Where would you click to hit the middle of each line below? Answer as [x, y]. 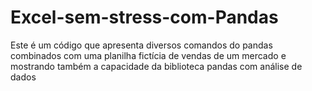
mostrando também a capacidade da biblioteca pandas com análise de [156, 66]
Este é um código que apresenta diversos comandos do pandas [141, 45]
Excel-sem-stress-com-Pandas [144, 17]
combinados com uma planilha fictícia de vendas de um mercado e [148, 55]
